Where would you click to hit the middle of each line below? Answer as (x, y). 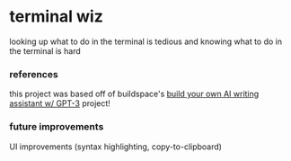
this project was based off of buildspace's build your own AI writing (134, 94)
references (34, 74)
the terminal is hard (45, 50)
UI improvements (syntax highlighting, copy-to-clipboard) (116, 147)
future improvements (57, 127)
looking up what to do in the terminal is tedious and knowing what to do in (146, 41)
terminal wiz (56, 17)
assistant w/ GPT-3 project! (60, 103)
